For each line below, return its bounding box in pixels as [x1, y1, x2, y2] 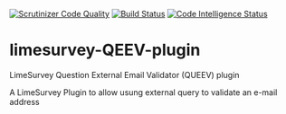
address [9, 96, 40, 107]
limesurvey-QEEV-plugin [9, 40, 201, 60]
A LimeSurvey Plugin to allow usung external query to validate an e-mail [9, 86, 278, 98]
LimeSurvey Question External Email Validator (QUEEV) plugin [9, 69, 240, 80]
